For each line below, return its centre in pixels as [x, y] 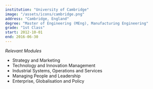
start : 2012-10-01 [24, 32]
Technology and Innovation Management [54, 65]
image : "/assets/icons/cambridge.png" [45, 14]
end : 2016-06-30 [22, 37]
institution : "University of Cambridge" [47, 10]
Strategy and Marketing [36, 60]
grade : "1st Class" [25, 28]
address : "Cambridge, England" [37, 19]
